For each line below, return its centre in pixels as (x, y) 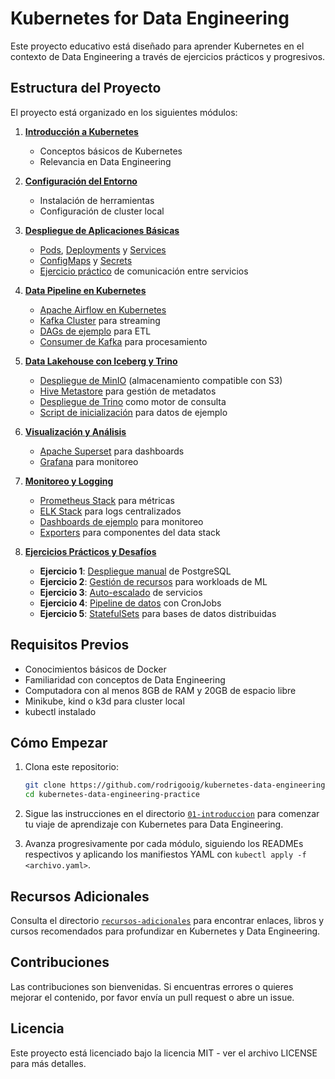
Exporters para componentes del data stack (130, 532)
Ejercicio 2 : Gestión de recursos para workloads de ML (153, 581)
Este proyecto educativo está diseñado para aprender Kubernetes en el (157, 46)
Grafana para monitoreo (89, 461)
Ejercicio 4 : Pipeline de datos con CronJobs (130, 603)
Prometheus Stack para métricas (107, 500)
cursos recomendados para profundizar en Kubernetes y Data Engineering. (165, 931)
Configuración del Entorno (81, 181)
